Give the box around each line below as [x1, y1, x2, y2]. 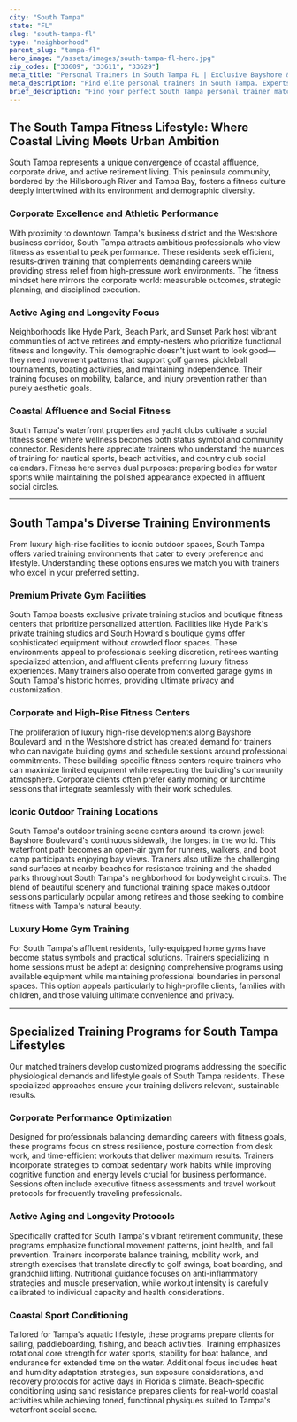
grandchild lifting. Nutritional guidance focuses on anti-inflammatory [9, 1268, 258, 1279]
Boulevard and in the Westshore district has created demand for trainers [9, 736, 272, 746]
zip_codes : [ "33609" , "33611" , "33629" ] [9, 63, 161, 72]
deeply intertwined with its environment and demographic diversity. [9, 185, 255, 196]
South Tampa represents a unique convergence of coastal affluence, [9, 157, 259, 168]
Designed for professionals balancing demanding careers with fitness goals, [9, 1132, 287, 1142]
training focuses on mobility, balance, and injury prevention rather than [9, 373, 267, 383]
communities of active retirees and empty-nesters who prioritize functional [9, 336, 282, 346]
